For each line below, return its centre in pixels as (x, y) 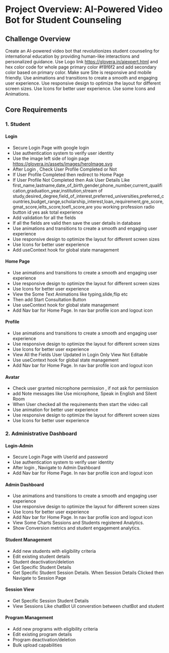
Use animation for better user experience (55, 410)
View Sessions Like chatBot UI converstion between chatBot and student (88, 606)
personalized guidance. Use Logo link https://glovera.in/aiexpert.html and (81, 62)
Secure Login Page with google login (51, 147)
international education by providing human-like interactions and (72, 56)
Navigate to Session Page (39, 578)
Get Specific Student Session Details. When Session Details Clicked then (88, 573)
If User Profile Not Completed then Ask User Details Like (71, 180)
